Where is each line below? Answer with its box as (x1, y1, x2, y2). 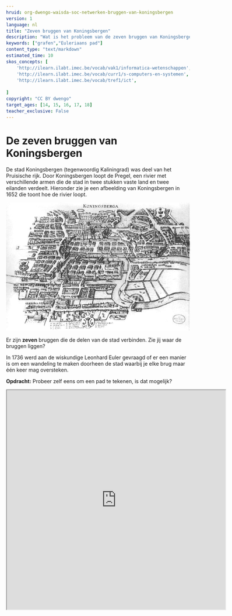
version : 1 (6, 15, 33, 22)
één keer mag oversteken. (6, 366, 69, 374)
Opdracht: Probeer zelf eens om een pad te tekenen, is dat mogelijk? (6, 378, 173, 385)
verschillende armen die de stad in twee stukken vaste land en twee (6, 178, 169, 185)
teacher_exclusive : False (6, 108, 69, 114)
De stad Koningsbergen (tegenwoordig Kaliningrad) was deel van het (6, 166, 172, 173)
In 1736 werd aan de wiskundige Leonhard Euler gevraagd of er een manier (6, 354, 187, 361)
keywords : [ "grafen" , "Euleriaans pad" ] (6, 40, 103, 46)
